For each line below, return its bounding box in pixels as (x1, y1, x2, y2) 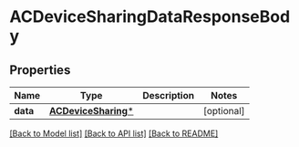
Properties (9, 62, 71, 78)
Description (142, 89, 194, 101)
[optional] (202, 105, 245, 117)
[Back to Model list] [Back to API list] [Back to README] (9, 128, 219, 139)
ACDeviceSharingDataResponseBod (9, 6, 291, 27)
